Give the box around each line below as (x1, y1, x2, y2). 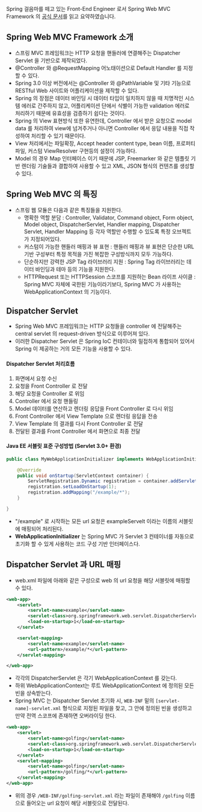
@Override (17, 467, 42, 473)
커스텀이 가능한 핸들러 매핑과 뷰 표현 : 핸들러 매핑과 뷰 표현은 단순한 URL (23, 243, 194, 250)
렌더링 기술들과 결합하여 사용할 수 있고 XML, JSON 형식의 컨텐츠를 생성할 (21, 162, 195, 169)
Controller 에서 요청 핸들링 (14, 397, 78, 404)
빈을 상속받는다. (14, 690, 52, 697)
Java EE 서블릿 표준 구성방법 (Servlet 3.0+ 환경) (6, 442, 121, 450)
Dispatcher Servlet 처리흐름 (6, 360, 75, 368)
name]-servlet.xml (14, 706, 61, 712)
